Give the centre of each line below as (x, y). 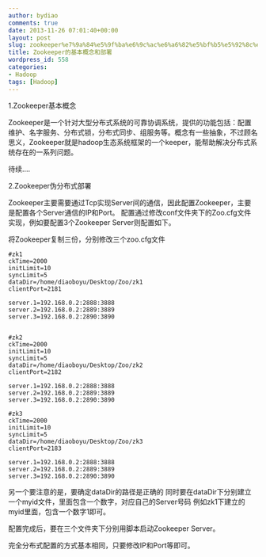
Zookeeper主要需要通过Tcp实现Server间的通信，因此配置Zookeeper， (123, 202)
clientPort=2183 (35, 448)
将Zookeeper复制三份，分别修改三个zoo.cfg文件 (87, 239)
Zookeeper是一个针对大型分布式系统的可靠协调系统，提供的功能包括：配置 (130, 122)
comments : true (33, 23)
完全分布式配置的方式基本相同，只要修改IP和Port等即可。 (102, 545)
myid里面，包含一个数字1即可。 (59, 511)
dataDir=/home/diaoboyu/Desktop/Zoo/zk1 (76, 282)
